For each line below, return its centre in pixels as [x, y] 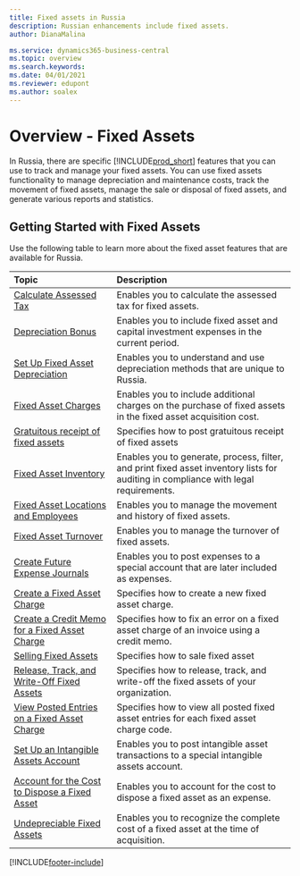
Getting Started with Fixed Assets [105, 227]
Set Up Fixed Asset [54, 363]
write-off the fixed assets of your [186, 682]
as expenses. [144, 579]
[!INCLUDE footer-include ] [57, 863]
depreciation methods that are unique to [200, 369]
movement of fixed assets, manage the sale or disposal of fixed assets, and [148, 190]
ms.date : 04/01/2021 [48, 76]
